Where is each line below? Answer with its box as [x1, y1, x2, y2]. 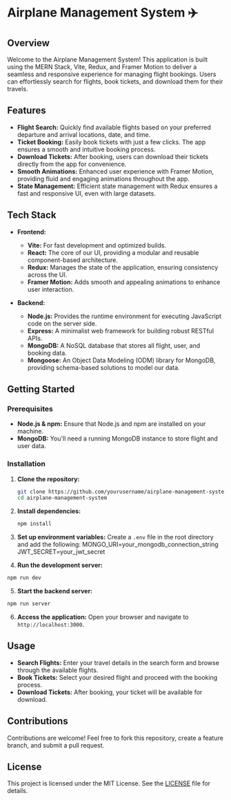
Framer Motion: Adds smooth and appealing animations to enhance [27, 277, 221, 286]
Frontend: [17, 227, 46, 236]
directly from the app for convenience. [17, 160, 127, 168]
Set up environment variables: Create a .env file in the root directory [17, 533, 214, 541]
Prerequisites [7, 404, 53, 413]
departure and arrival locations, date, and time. [17, 130, 151, 138]
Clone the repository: [17, 474, 80, 483]
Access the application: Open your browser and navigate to [17, 613, 189, 621]
